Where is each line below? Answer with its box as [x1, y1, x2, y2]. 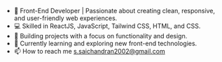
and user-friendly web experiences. [13, 14, 118, 22]
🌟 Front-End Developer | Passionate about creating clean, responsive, [13, 7, 216, 15]
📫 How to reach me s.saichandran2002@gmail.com [13, 47, 166, 55]
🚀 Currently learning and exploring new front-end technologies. [13, 39, 197, 47]
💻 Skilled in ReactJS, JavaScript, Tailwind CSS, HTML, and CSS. [13, 22, 201, 30]
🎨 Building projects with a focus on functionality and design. [13, 32, 188, 40]
